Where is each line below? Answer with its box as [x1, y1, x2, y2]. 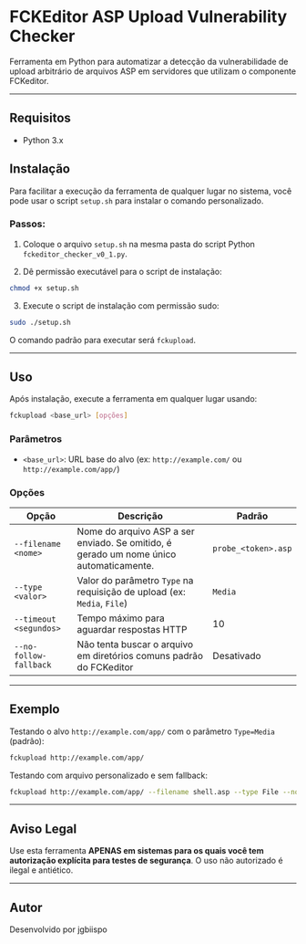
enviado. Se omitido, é [76, 536, 172, 549]
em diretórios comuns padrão [76, 649, 203, 662]
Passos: [9, 217, 46, 230]
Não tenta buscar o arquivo [76, 637, 194, 650]
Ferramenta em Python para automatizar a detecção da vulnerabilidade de [9, 56, 289, 67]
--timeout [14, 614, 56, 624]
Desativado [212, 649, 261, 662]
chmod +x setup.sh [9, 283, 79, 293]
